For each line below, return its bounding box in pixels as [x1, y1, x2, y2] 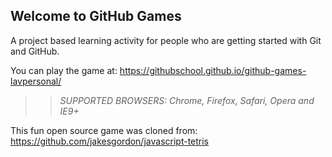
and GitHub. [10, 45, 60, 57]
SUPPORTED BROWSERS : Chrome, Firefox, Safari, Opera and [59, 94, 315, 106]
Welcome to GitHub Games [10, 8, 182, 25]
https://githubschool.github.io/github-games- [119, 64, 307, 76]
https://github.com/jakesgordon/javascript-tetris [10, 135, 210, 147]
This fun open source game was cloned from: [10, 124, 198, 136]
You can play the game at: [10, 64, 118, 76]
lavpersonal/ [10, 75, 62, 87]
